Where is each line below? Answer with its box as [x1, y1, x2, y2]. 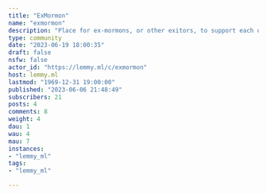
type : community [8, 33, 62, 42]
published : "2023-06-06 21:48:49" [8, 85, 123, 94]
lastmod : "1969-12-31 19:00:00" [8, 78, 115, 86]
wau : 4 [8, 130, 30, 138]
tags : [8, 160, 26, 168]
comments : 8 [8, 108, 48, 116]
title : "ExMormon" [8, 11, 69, 20]
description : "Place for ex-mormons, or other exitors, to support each [8, 26, 254, 34]
